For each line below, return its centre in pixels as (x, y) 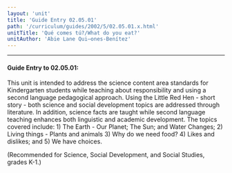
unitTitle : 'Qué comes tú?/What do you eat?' (74, 33)
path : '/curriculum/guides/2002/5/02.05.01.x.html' (83, 26)
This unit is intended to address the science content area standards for (108, 83)
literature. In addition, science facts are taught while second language (106, 112)
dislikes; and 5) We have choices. (55, 141)
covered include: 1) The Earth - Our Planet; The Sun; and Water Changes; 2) (115, 127)
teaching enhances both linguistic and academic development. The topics (112, 120)
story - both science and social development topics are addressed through (113, 105)
